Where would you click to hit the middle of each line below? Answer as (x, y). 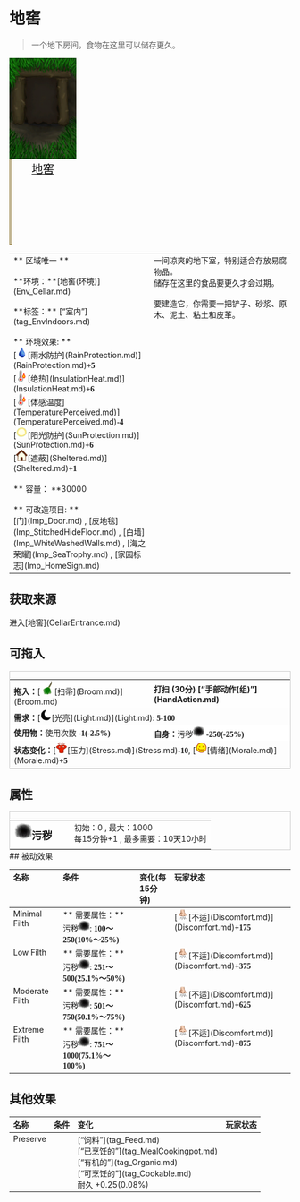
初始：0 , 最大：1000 (113, 828)
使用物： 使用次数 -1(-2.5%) (62, 733)
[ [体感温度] (39, 402)
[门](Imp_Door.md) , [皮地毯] (66, 521)
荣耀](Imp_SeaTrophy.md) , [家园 (73, 554)
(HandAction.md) (187, 699)
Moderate (31, 992)
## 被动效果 (31, 855)
